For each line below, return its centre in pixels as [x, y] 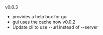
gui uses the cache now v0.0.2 [44, 22]
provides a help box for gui [40, 17]
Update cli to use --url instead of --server [55, 27]
